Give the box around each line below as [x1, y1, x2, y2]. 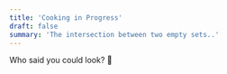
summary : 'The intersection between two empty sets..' [9, 30, 220, 39]
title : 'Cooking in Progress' [9, 13, 123, 23]
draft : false [9, 22, 59, 31]
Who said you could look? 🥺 [9, 55, 113, 66]
